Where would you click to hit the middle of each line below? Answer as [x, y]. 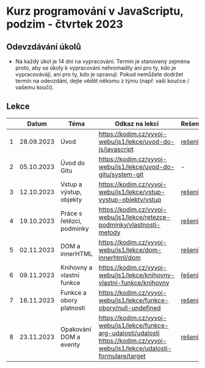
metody [110, 232]
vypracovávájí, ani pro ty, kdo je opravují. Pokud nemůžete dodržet [99, 74]
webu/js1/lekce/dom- [130, 250]
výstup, [71, 192]
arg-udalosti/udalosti [129, 333]
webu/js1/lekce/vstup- [132, 192]
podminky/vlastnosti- [129, 225]
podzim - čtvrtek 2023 [65, 24]
